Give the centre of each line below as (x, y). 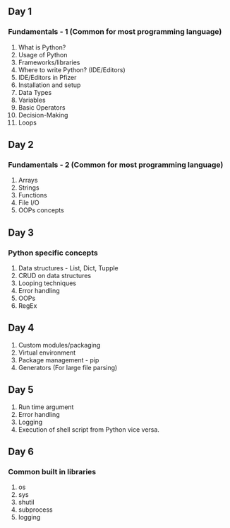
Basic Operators (42, 107)
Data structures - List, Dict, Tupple (68, 268)
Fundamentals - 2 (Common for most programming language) (116, 165)
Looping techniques (47, 283)
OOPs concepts (41, 210)
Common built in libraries (52, 472)
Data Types (35, 92)
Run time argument (46, 407)
